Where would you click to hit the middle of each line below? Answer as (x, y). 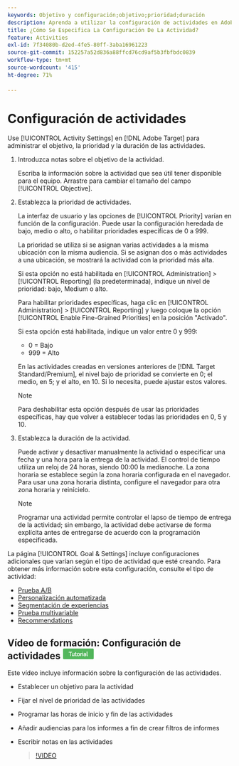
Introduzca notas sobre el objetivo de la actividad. (91, 159)
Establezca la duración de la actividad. (74, 438)
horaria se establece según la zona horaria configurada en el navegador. (124, 475)
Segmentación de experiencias (63, 605)
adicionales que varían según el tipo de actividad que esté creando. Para (114, 561)
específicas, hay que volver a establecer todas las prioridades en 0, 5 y (122, 417)
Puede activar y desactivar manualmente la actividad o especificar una (121, 452)
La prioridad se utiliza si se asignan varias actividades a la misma (113, 245)
